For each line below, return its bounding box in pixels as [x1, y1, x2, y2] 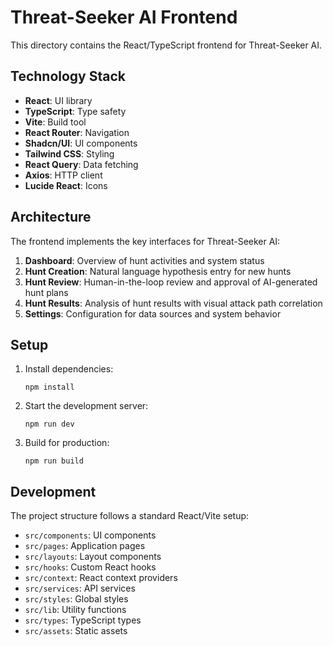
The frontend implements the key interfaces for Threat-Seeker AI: [10, 235, 281, 247]
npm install [24, 382, 75, 393]
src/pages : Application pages [24, 540, 146, 552]
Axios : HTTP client [24, 169, 103, 181]
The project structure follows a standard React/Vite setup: [10, 510, 250, 522]
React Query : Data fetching [24, 158, 139, 170]
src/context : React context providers [24, 572, 178, 584]
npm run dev [24, 419, 75, 430]
